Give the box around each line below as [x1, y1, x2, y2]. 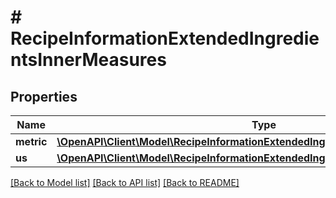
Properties [10, 88, 78, 105]
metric [15, 135, 48, 148]
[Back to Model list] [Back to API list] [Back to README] [10, 177, 240, 188]
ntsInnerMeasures [10, 49, 167, 71]
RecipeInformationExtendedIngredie [10, 27, 320, 50]
